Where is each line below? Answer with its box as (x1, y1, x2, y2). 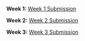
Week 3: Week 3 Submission (6, 28, 79, 36)
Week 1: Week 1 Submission (6, 5, 76, 12)
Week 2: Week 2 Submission (6, 17, 79, 24)
